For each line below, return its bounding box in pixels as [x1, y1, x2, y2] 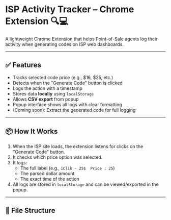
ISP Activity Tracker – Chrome [5, 4, 134, 15]
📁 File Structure [5, 206, 55, 215]
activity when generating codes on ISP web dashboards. [5, 41, 124, 47]
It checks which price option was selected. [12, 154, 103, 160]
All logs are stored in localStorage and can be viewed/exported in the [12, 181, 159, 187]
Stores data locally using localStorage [12, 90, 94, 96]
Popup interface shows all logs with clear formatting [12, 101, 122, 108]
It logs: [12, 159, 27, 165]
